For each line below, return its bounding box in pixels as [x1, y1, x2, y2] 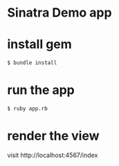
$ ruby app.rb [7, 105, 48, 112]
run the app [7, 82, 75, 98]
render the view [7, 128, 100, 144]
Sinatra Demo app [7, 5, 112, 21]
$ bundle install [7, 59, 57, 66]
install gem [7, 37, 73, 53]
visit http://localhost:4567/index [7, 151, 98, 159]
